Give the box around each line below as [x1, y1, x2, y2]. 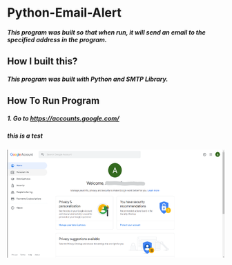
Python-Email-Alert [7, 5, 122, 21]
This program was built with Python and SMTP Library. [7, 75, 168, 83]
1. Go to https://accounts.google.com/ [7, 114, 119, 122]
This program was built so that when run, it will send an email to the [7, 28, 206, 36]
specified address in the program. [7, 35, 107, 44]
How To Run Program [7, 95, 100, 107]
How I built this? [7, 55, 78, 67]
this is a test [7, 131, 43, 140]
